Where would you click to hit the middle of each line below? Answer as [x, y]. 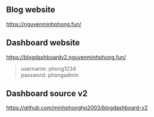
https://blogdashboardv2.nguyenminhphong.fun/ [66, 57]
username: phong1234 [48, 68]
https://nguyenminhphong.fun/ [44, 24]
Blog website [31, 10]
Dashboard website [43, 43]
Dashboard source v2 [47, 94]
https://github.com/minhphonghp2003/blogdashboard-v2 [77, 108]
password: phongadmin [50, 75]
